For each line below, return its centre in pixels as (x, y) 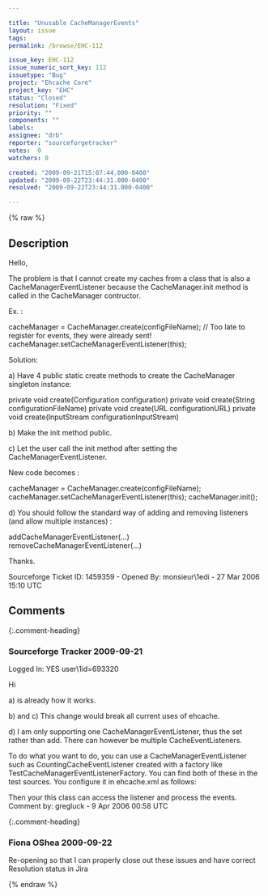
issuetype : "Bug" (38, 75)
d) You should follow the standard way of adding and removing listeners (128, 512)
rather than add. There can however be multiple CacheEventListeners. (125, 741)
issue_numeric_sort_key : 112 (57, 68)
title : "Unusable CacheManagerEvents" (74, 23)
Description (38, 243)
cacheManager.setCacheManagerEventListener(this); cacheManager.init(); (133, 497)
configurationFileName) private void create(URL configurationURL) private (132, 408)
